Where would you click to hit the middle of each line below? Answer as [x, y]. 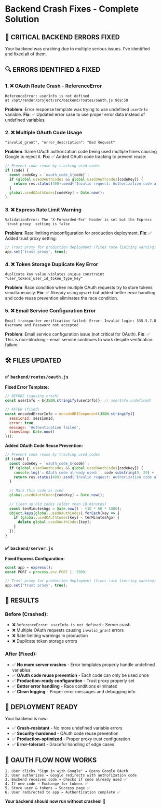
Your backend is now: [27, 719]
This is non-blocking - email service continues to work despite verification [79, 339]
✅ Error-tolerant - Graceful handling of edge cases [63, 745]
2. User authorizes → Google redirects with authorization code [71, 776]
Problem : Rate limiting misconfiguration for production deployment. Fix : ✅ [79, 233]
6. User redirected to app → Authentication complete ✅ [63, 793]
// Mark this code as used [36, 491]
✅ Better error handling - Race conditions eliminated [65, 686]
